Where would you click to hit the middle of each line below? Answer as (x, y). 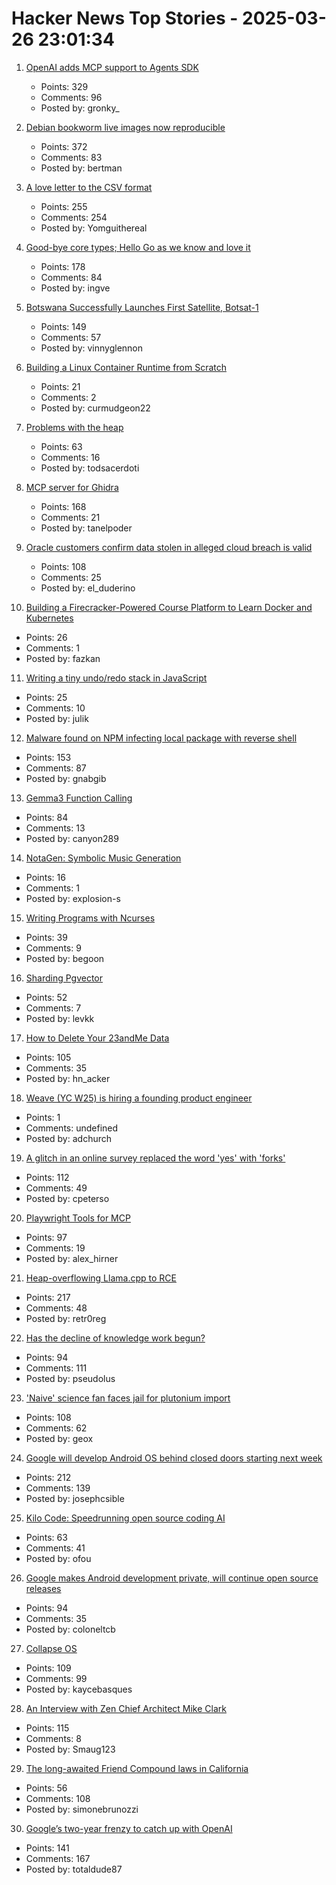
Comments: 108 (58, 1798)
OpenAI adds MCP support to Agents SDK (112, 67)
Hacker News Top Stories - (125, 18)
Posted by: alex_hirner (72, 1258)
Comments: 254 (74, 217)
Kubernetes (49, 618)
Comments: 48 (56, 1308)
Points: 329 (64, 86)
